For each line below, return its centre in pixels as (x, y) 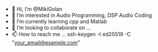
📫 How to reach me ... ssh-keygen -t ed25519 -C (71, 34)
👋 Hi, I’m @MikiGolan (37, 9)
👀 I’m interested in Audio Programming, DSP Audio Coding (82, 15)
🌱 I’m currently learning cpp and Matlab (59, 21)
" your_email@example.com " (46, 43)
